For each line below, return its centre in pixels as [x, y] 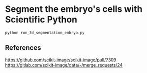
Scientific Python [41, 19]
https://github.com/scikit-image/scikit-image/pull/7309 [61, 60]
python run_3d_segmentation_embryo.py [45, 33]
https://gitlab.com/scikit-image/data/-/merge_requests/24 [64, 65]
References [23, 48]
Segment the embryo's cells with [74, 9]
